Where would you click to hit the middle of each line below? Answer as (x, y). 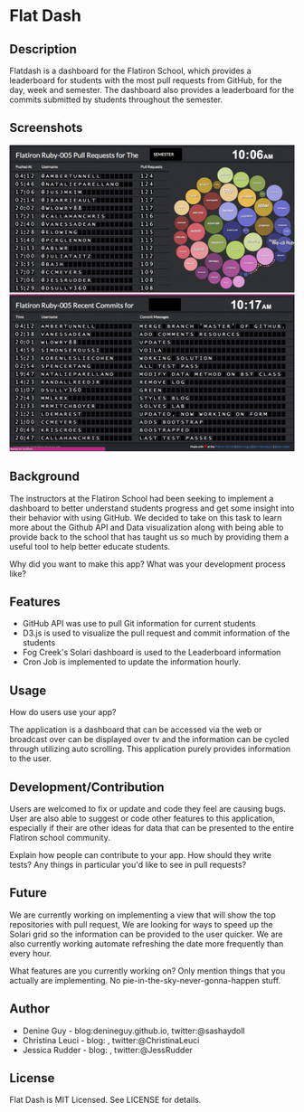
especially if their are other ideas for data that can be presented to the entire (152, 828)
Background (44, 477)
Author (29, 1009)
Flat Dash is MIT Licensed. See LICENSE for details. (105, 1100)
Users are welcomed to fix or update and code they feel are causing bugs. (148, 809)
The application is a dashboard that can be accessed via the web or (136, 730)
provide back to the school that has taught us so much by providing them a (149, 537)
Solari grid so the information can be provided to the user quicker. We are (146, 934)
